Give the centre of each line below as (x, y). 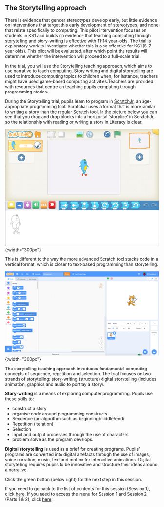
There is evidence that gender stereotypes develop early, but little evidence (81, 20)
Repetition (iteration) (33, 424)
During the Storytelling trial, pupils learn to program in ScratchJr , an (73, 101)
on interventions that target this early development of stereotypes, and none (82, 25)
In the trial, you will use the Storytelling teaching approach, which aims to (79, 66)
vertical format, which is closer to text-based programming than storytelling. (82, 264)
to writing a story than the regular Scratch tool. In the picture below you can (81, 112)
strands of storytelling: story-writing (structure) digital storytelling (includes (81, 379)
